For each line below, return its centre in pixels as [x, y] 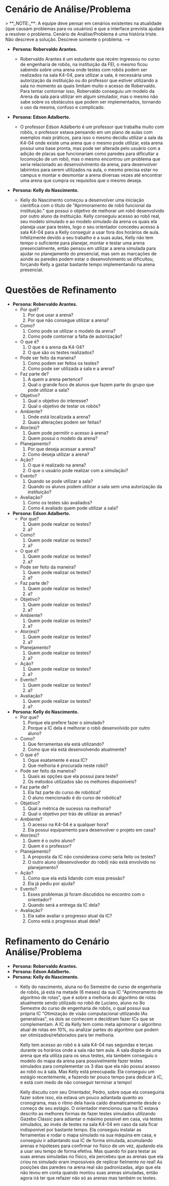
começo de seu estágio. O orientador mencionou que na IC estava [89, 1108]
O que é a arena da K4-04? [56, 347]
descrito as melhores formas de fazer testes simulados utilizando [88, 1113]
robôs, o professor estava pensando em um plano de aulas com [86, 132]
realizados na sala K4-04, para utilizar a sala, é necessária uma [86, 75]
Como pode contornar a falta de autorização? [75, 336]
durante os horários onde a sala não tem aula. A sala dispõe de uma [91, 1050]
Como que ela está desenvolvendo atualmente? [77, 749]
